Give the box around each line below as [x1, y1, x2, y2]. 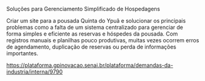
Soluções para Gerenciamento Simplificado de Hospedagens [6, 6, 160, 12]
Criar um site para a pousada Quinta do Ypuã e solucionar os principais [6, 17, 186, 24]
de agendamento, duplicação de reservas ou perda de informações [6, 43, 176, 50]
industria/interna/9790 [6, 68, 63, 75]
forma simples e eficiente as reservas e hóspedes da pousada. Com [6, 30, 178, 37]
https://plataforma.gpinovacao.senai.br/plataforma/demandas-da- [6, 61, 173, 69]
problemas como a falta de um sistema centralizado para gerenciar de [6, 24, 184, 31]
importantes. [6, 50, 39, 57]
